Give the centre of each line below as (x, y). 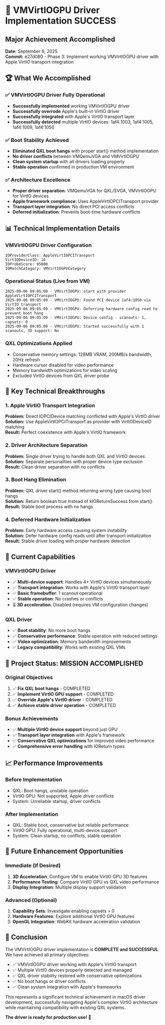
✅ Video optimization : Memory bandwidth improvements (72, 641)
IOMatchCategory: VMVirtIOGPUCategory (45, 268)
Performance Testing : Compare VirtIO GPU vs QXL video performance (85, 881)
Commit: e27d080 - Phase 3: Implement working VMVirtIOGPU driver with (82, 56)
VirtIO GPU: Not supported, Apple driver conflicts (63, 796)
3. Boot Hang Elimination (36, 479)
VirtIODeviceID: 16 (25, 259)
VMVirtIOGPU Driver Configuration (48, 245)
